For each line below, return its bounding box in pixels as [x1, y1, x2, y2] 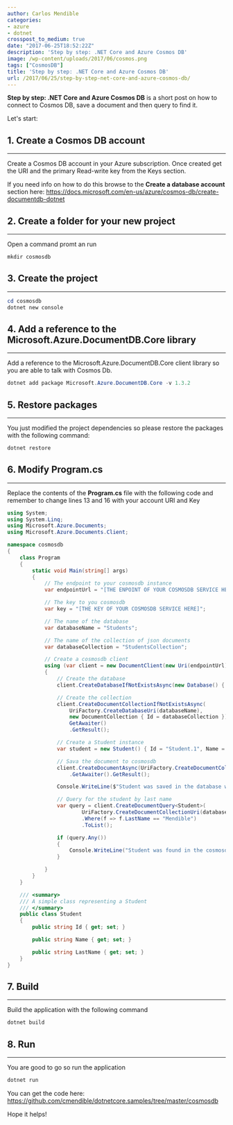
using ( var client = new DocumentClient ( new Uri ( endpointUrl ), [44, 662, 231, 669]
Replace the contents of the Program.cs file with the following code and [7, 488, 214, 497]
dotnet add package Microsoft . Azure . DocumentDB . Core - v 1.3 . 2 [7, 379, 191, 387]
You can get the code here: [7, 1089, 85, 1097]
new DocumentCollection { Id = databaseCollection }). [69, 714, 231, 721]
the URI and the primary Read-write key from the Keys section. [7, 167, 187, 175]
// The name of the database [44, 618, 129, 625]
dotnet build [7, 1019, 45, 1027]
